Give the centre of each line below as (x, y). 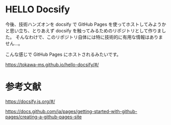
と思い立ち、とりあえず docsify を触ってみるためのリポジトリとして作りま (83, 30)
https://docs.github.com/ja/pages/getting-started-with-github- (71, 111)
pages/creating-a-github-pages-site (44, 117)
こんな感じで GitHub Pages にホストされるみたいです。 (63, 54)
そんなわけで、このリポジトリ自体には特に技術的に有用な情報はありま (89, 37)
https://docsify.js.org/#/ (30, 101)
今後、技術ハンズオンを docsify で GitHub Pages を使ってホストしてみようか (86, 24)
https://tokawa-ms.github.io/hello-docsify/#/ (52, 65)
